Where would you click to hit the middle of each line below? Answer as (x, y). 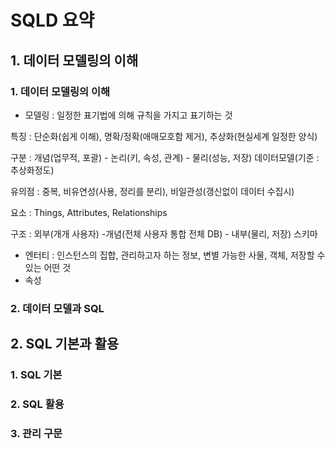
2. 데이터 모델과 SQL (57, 308)
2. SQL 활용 (37, 404)
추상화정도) (32, 170)
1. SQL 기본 (36, 375)
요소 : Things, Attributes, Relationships (89, 212)
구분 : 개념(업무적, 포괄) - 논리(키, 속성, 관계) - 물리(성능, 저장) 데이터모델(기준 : (165, 157)
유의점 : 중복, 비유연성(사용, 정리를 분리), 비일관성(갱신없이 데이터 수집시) (152, 191)
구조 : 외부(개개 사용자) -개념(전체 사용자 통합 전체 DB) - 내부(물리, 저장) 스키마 (164, 233)
